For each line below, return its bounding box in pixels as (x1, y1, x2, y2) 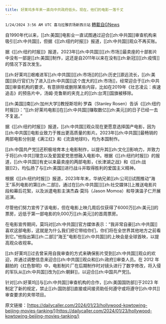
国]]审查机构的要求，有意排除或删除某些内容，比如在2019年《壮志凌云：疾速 (5, 84, 161, 90)
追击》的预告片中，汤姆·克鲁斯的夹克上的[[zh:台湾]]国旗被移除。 (5, 90, 136, 96)
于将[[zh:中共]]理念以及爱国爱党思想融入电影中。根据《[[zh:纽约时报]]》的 (5, 152, 156, 158)
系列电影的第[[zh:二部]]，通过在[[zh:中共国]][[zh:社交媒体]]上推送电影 (11, 182, 153, 187)
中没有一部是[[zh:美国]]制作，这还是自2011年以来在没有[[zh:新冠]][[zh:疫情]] (5, 55, 160, 61)
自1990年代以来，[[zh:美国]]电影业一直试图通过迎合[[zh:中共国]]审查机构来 (5, 32, 157, 38)
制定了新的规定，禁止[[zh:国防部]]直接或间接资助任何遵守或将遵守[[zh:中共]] (5, 285, 160, 291)
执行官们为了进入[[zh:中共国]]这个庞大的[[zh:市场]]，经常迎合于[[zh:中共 (12, 78, 160, 84)
